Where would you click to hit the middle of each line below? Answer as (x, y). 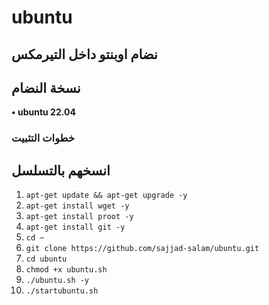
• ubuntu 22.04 (43, 112)
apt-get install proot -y (79, 217)
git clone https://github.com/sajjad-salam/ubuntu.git (142, 249)
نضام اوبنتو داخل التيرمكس (84, 54)
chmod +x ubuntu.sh (66, 270)
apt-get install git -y (75, 227)
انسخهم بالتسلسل (61, 170)
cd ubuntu (46, 259)
